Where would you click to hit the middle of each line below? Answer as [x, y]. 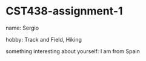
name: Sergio [22, 28]
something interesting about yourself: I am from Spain [73, 51]
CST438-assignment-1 [64, 11]
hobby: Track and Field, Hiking [44, 39]
